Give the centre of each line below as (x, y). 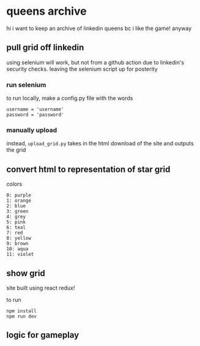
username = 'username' (35, 110)
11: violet (20, 255)
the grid (16, 150)
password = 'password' (35, 115)
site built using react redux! (41, 288)
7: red (15, 233)
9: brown (17, 244)
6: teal (16, 228)
